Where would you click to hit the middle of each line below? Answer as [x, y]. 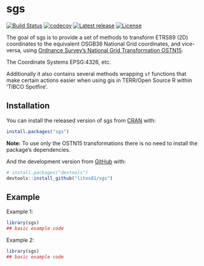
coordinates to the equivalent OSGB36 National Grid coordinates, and [93, 44]
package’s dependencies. [39, 149]
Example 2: [20, 240]
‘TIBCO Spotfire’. [27, 86]
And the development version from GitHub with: [66, 161]
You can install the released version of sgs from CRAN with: [81, 120]
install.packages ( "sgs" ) [38, 131]
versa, [14, 50]
